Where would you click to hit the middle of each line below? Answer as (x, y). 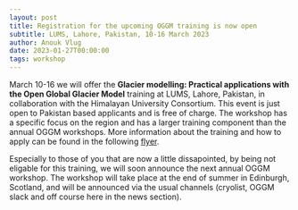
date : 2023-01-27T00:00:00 (59, 51)
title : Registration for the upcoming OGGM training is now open (133, 26)
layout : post (33, 17)
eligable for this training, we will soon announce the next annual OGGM (140, 168)
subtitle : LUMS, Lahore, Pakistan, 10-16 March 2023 (109, 34)
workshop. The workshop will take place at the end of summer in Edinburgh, (149, 178)
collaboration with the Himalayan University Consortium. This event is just (145, 103)
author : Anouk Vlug (46, 42)
